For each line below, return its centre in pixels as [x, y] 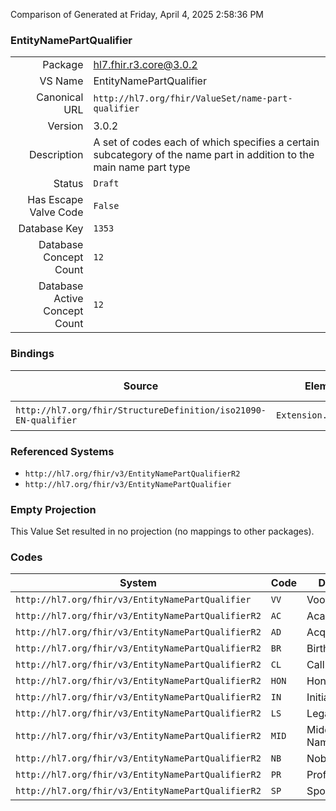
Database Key [51, 229]
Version [65, 126]
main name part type [142, 167]
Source [141, 386]
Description [56, 155]
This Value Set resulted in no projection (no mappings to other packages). [162, 531]
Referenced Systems [62, 451]
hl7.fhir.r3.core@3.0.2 [145, 65]
